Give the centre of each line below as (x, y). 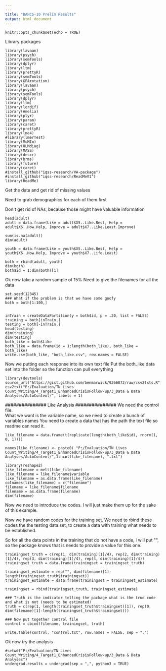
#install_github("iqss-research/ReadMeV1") (51, 177)
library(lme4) (20, 133)
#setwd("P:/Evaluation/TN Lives (38, 651)
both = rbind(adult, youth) (34, 262)
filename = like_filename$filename (42, 487)
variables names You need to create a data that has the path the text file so (82, 421)
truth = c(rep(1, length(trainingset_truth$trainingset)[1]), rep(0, (78, 607)
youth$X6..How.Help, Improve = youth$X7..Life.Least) (62, 253)
